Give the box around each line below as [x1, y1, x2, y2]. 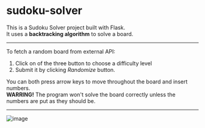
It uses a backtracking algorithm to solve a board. [6, 30, 134, 37]
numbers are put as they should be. [6, 97, 96, 104]
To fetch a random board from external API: [6, 48, 116, 55]
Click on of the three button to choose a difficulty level [15, 59, 153, 67]
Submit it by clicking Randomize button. [15, 66, 115, 73]
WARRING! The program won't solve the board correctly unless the [6, 91, 176, 98]
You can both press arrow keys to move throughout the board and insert [6, 77, 188, 85]
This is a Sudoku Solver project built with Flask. [6, 24, 126, 31]
